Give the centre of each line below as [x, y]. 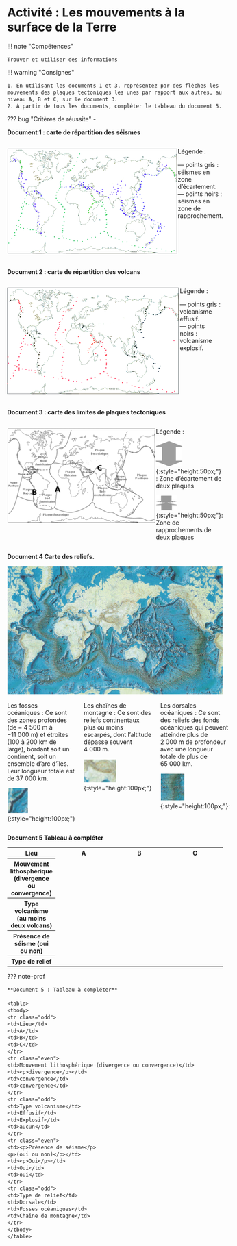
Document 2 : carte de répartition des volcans [74, 271]
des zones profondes [37, 720]
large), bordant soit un [38, 749]
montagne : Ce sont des [117, 713]
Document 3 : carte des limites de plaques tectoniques [86, 412]
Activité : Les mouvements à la [96, 13]
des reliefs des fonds [190, 720]
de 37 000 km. [28, 778]
